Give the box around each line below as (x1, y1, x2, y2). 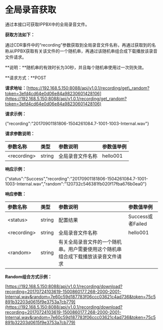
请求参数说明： (5, 131, 35, 136)
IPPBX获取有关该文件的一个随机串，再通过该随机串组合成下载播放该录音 (13, 48, 158, 54)
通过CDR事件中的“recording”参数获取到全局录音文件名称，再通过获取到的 (5, 42, 152, 48)
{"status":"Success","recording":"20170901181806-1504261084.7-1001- (5, 176, 148, 181)
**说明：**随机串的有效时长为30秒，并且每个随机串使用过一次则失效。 (5, 64, 147, 70)
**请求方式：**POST (5, 75, 47, 81)
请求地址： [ (5, 85, 28, 91)
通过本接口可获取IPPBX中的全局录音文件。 (5, 21, 90, 27)
